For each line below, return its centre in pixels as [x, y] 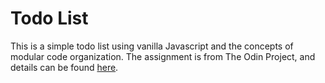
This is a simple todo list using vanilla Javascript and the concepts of [152, 46]
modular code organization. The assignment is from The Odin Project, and [163, 56]
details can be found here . [64, 67]
